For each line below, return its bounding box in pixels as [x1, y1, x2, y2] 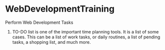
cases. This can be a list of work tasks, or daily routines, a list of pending [12, 34, 161, 40]
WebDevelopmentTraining [5, 3, 115, 15]
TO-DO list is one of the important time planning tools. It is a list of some [12, 29, 159, 34]
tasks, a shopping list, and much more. [12, 39, 91, 45]
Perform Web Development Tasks [5, 19, 73, 25]
